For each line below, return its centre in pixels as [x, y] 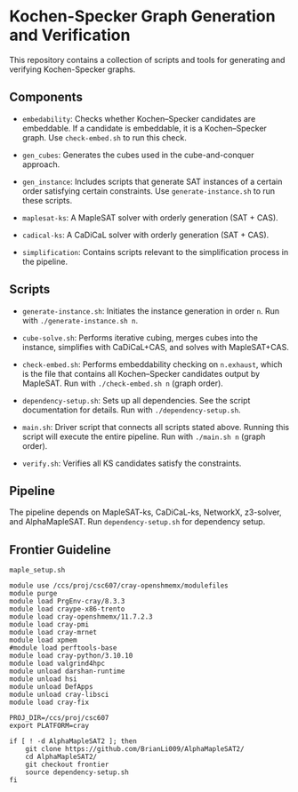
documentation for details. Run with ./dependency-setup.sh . [132, 410]
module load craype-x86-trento [67, 609]
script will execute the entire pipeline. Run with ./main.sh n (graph [144, 436]
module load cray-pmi [49, 625]
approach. [41, 164]
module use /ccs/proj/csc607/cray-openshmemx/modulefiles [119, 586]
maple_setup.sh [37, 571]
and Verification [70, 35]
